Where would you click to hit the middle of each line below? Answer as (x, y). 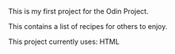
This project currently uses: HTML (64, 41)
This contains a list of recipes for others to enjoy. (88, 26)
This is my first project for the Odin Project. (78, 11)
